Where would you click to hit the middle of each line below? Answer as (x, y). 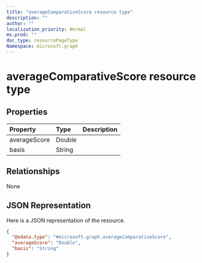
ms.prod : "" (21, 35)
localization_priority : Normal (46, 29)
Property (23, 129)
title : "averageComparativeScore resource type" (70, 12)
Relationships (33, 171)
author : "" (20, 23)
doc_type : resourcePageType (42, 40)
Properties (27, 112)
